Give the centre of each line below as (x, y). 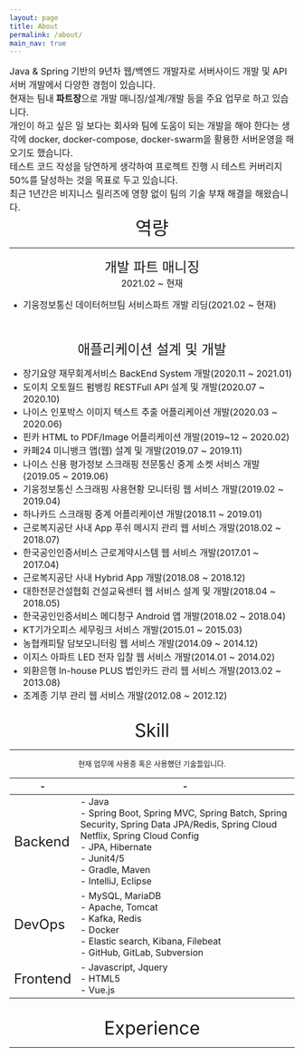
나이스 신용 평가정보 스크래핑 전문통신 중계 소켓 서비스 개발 (141, 465)
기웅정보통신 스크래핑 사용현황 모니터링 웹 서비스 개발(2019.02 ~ (153, 489)
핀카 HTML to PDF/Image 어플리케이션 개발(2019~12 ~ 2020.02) (156, 437)
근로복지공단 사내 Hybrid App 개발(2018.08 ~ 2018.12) (134, 578)
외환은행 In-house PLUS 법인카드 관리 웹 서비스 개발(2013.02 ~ (152, 670)
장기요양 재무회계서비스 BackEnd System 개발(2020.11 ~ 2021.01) (157, 374)
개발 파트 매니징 (152, 268)
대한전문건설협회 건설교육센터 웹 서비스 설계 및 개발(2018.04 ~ (149, 592)
